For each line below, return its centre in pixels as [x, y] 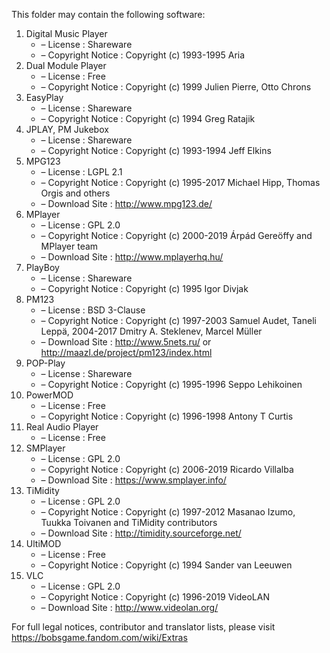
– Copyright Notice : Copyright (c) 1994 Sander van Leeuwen [166, 565]
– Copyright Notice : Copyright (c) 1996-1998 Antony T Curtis [167, 416]
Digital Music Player [66, 33]
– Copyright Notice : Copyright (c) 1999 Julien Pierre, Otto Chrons [176, 87]
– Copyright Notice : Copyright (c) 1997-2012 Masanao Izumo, [168, 512]
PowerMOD [49, 395]
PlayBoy [42, 267]
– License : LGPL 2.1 [81, 172]
